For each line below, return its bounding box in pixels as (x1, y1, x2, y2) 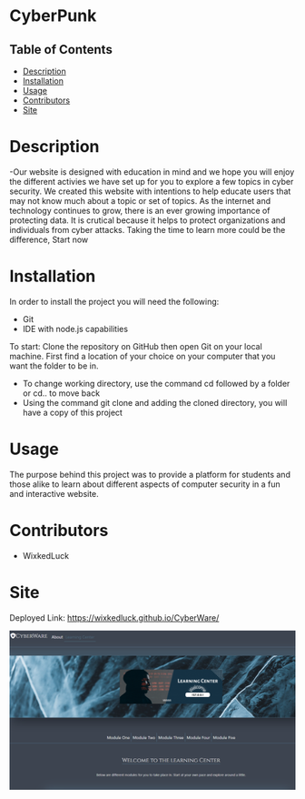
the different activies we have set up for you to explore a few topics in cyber (9, 176, 294, 187)
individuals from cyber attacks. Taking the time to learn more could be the (9, 224, 286, 235)
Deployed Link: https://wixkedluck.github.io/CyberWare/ (9, 612, 220, 623)
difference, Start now (9, 234, 89, 245)
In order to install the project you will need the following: (9, 296, 220, 307)
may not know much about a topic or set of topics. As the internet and (9, 195, 271, 206)
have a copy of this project (22, 407, 123, 418)
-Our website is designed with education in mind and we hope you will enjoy (9, 166, 295, 177)
